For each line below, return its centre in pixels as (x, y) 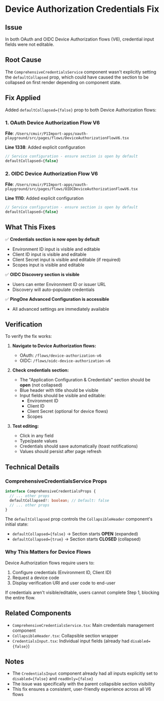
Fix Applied (23, 98)
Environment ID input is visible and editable (56, 249)
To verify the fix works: (29, 336)
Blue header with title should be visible (59, 390)
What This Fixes (30, 227)
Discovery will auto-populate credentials (53, 289)
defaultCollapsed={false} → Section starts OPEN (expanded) (75, 534)
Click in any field (37, 436)
